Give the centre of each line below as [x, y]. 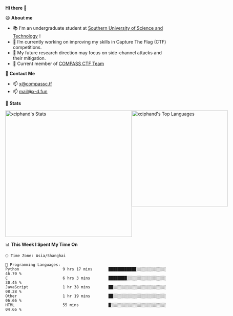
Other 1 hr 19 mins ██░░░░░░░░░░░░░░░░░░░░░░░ [86, 296]
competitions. [27, 47]
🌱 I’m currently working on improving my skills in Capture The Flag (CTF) [89, 42]
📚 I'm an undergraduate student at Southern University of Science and [88, 28]
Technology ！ [27, 36]
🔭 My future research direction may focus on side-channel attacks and [87, 53]
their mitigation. [29, 58]
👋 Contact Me [20, 73]
